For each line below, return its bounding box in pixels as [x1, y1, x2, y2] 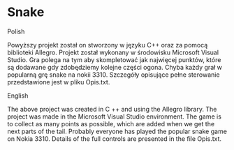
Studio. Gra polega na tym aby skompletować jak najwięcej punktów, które [7, 55, 221, 63]
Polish [7, 27, 25, 36]
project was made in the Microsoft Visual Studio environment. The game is [7, 112, 222, 121]
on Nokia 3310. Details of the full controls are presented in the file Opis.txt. [7, 134, 222, 143]
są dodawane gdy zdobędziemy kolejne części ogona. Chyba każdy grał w [7, 63, 222, 71]
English [7, 91, 29, 100]
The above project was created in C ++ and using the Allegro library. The [7, 105, 217, 113]
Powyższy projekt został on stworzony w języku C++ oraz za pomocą [7, 40, 208, 49]
